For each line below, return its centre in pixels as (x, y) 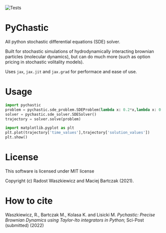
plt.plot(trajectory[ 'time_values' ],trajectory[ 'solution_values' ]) (78, 133)
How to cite (29, 201)
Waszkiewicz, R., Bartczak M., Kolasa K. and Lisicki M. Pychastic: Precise (80, 215)
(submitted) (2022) (25, 225)
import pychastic (23, 105)
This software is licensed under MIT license (50, 171)
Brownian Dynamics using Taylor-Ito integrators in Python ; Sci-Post (75, 220)
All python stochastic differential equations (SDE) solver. (63, 41)
